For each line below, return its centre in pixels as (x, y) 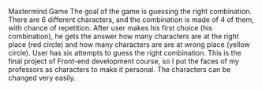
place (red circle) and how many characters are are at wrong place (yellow (129, 45)
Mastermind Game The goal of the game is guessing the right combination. (130, 11)
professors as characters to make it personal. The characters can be (120, 69)
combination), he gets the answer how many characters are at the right (124, 36)
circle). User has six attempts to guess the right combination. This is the (125, 53)
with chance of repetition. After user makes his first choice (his (110, 28)
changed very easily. (42, 78)
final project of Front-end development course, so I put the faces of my (124, 61)
